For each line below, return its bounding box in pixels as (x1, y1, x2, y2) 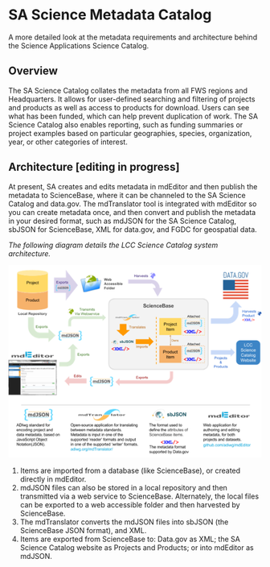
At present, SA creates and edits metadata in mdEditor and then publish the (8, 181, 258, 191)
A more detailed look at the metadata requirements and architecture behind (8, 32, 258, 42)
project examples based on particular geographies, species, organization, (8, 128, 252, 138)
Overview (8, 64, 59, 78)
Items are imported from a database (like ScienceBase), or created (19, 466, 241, 476)
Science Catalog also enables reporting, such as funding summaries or (8, 119, 243, 130)
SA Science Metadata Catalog (8, 6, 212, 24)
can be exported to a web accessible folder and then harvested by (19, 500, 240, 510)
